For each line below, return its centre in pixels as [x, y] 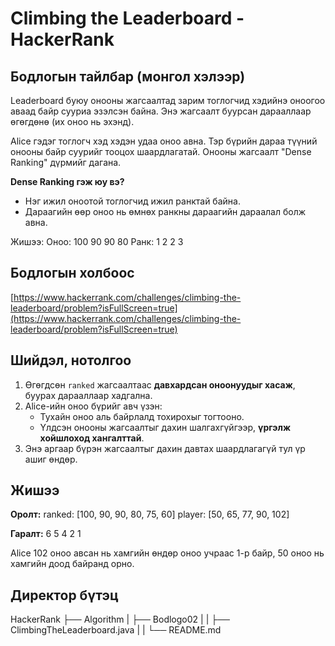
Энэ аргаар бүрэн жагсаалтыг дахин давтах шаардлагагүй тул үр [165, 448]
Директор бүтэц [64, 595]
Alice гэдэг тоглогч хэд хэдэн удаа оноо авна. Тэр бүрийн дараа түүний [164, 141]
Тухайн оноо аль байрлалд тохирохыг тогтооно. [142, 416]
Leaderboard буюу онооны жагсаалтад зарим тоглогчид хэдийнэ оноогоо [168, 100]
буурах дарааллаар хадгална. [88, 395]
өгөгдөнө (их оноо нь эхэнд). [72, 121]
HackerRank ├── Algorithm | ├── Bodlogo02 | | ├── [120, 619]
